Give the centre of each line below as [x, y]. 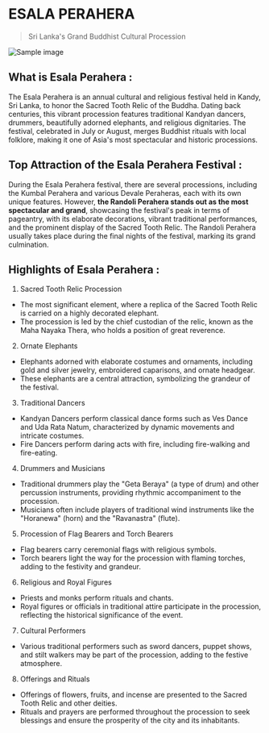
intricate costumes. [52, 435]
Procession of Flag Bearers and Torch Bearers [97, 534]
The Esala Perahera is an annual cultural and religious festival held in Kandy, [135, 97]
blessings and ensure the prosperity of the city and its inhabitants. [130, 721]
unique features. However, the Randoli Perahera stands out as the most [128, 202]
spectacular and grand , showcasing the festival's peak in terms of [119, 210]
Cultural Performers [53, 631]
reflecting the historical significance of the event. [101, 615]
